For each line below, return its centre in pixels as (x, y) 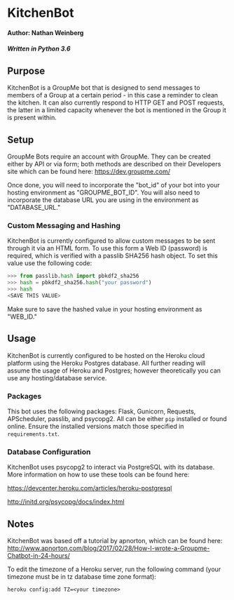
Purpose (26, 71)
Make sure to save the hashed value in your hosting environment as (105, 309)
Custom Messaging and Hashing (64, 225)
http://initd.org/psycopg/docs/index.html (66, 502)
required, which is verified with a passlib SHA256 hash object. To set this (113, 256)
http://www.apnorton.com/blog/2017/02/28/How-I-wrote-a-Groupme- (109, 548)
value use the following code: (50, 263)
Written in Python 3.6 (39, 49)
